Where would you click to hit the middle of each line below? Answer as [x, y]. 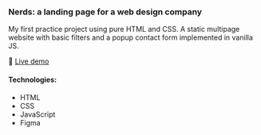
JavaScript [38, 114]
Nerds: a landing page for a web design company [105, 12]
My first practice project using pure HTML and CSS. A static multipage [124, 29]
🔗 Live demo [29, 61]
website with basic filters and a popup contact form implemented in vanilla [131, 37]
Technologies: [33, 79]
